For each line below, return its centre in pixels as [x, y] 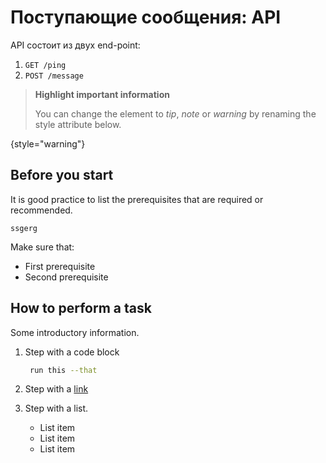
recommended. [41, 210]
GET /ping [45, 65]
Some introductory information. [75, 332]
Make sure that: [42, 247]
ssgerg [24, 228]
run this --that [63, 370]
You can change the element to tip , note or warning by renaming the [175, 113]
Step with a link [56, 389]
